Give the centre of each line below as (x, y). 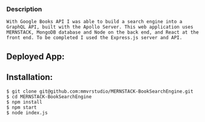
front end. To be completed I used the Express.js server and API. (95, 38)
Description (24, 9)
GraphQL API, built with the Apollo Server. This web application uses (100, 27)
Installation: (30, 77)
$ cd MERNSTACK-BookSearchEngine (49, 96)
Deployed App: (36, 56)
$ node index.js (27, 113)
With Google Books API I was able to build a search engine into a (95, 22)
